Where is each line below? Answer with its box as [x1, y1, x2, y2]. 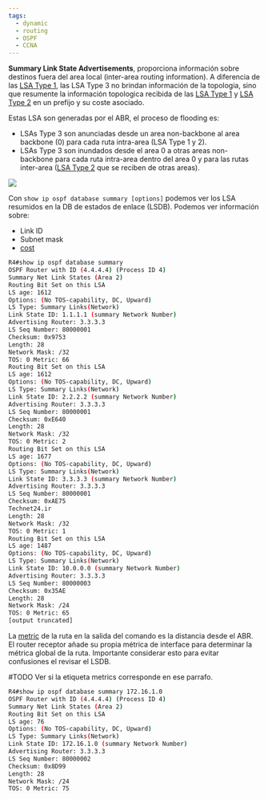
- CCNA [15, 42, 38, 50]
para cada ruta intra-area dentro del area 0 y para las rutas [54, 154, 250, 164]
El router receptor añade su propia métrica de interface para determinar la [8, 639, 253, 649]
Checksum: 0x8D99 [8, 762, 66, 770]
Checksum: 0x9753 [8, 333, 66, 341]
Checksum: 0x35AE [8, 586, 66, 594]
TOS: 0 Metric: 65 [8, 609, 70, 618]
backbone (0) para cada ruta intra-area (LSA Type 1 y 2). [19, 137, 207, 147]
